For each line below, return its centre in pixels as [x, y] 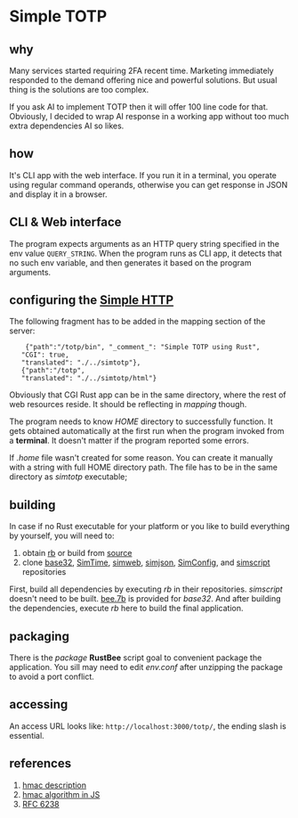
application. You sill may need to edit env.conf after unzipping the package [146, 667]
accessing [39, 704]
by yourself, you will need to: [62, 536]
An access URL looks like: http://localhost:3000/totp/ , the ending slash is [148, 726]
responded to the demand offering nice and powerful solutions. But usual [143, 80]
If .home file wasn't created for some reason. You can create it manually [141, 458]
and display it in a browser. [58, 194]
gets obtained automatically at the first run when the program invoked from [147, 431]
